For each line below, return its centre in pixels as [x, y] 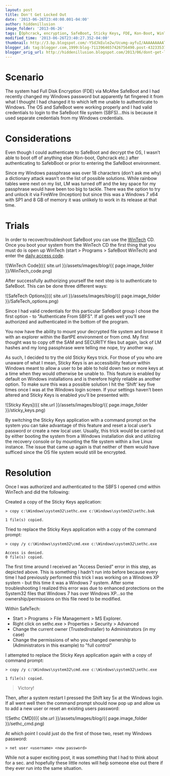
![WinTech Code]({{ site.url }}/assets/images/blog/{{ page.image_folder [80, 265]
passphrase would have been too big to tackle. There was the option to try [83, 189]
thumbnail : [17, 43]
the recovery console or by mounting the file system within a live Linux [79, 442]
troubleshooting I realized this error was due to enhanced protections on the [85, 588]
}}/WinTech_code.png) [29, 271]
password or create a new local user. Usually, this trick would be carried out [84, 431]
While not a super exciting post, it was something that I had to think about [82, 758]
